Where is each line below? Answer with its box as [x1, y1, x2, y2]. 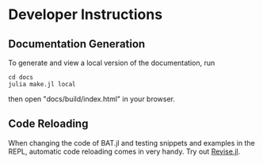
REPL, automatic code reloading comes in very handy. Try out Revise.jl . [8, 147, 241, 156]
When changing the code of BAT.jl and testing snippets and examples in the [8, 138, 255, 147]
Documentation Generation [8, 37, 146, 51]
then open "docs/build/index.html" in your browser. [8, 94, 176, 104]
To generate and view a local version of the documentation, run [8, 58, 215, 67]
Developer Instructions [8, 6, 163, 24]
